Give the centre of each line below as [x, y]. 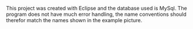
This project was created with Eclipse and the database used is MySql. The [96, 8]
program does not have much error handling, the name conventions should [96, 14]
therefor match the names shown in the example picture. [74, 20]
